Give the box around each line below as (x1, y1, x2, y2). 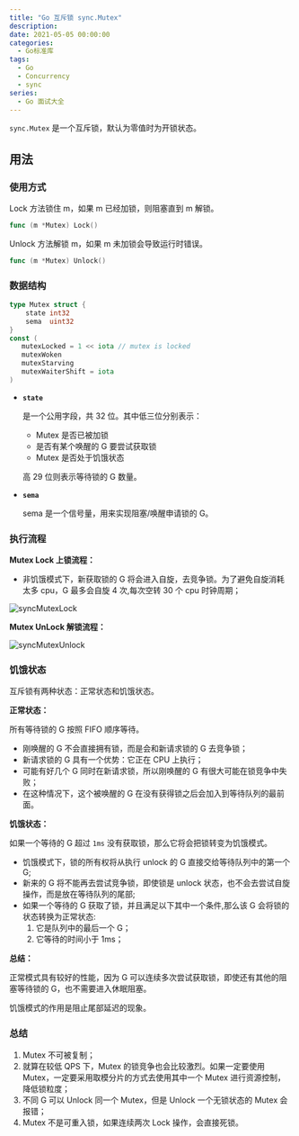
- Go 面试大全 (17, 96, 65, 106)
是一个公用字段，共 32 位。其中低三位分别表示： (22, 410, 202, 421)
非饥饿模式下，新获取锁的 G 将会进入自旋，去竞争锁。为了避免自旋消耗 (22, 573, 286, 585)
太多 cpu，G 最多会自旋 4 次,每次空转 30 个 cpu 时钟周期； (22, 585, 241, 596)
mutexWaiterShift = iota (21, 367, 115, 376)
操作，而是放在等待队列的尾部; (22, 888, 136, 900)
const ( (9, 334, 39, 343)
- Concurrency (17, 72, 70, 81)
